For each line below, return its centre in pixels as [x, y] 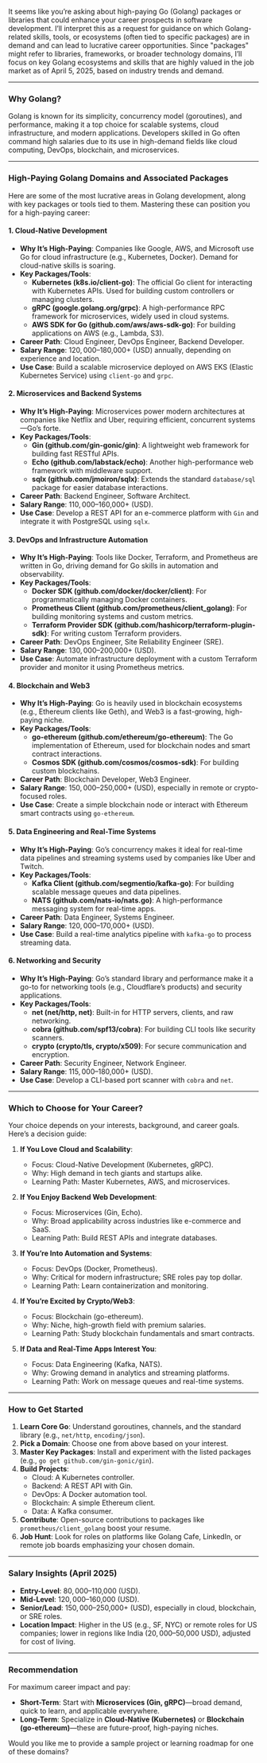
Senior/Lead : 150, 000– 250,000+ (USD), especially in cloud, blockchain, [138, 1608]
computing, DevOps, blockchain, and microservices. [94, 150]
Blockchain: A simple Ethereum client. [93, 1503]
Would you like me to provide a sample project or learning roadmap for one [131, 1743]
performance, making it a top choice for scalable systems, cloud [114, 125]
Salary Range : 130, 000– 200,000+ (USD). [88, 650]
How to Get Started [46, 1409]
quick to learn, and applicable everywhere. [90, 1711]
